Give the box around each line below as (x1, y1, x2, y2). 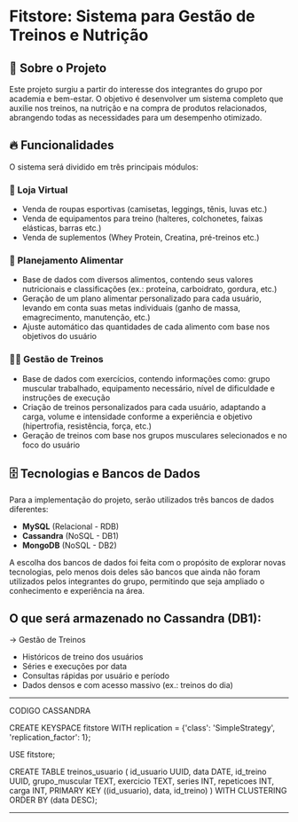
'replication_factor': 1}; (9, 732, 91, 743)
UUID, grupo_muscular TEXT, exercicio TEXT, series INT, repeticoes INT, (9, 776, 275, 786)
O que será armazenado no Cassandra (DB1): (9, 611, 262, 626)
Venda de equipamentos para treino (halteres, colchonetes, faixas (21, 213, 263, 224)
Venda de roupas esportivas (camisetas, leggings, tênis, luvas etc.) (21, 204, 268, 215)
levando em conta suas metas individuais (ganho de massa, (21, 303, 241, 313)
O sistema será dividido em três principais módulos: (9, 162, 199, 172)
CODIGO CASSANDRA (9, 706, 91, 716)
